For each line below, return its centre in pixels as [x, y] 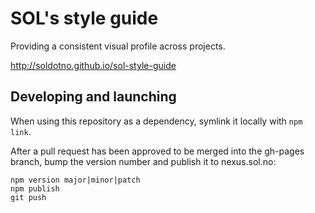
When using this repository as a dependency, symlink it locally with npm [156, 121]
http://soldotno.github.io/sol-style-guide [93, 65]
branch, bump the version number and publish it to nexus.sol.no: [143, 161]
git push [28, 197]
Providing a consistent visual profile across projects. [118, 46]
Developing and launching [93, 97]
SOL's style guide [84, 18]
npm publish [35, 188]
